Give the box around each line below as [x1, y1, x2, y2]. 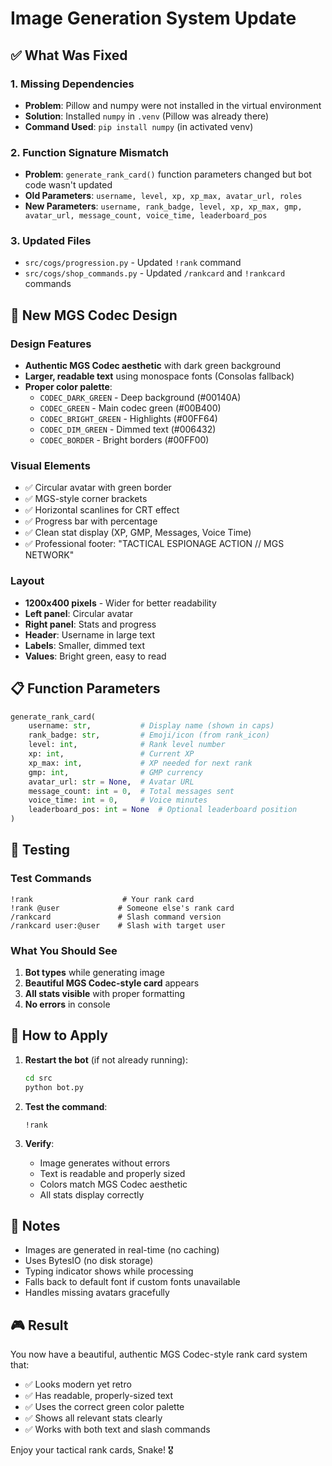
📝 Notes [10, 1218, 61, 1234]
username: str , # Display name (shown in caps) [28, 721, 275, 731]
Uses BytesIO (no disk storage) [24, 1255, 154, 1267]
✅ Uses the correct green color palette [24, 1401, 185, 1413]
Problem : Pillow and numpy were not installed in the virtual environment [24, 99, 322, 111]
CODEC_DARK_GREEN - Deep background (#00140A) [39, 392, 242, 404]
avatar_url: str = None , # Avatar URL [28, 777, 195, 787]
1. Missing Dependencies [10, 77, 135, 91]
